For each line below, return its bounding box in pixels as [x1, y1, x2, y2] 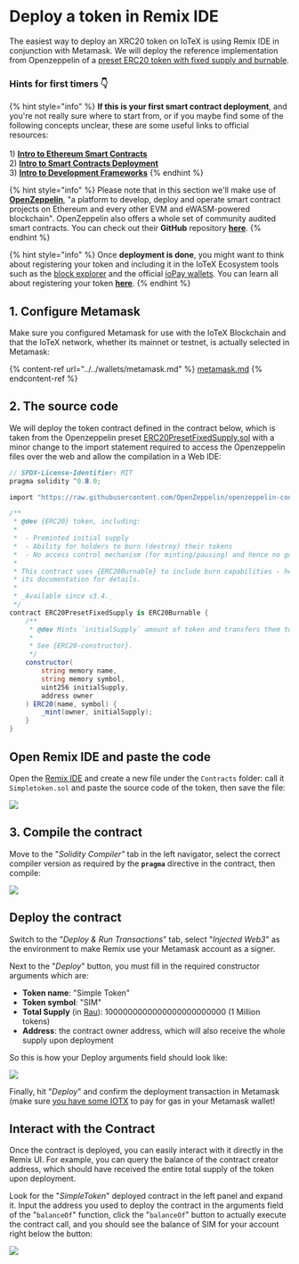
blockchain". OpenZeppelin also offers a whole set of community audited [9, 213, 277, 224]
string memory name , [41, 666, 117, 675]
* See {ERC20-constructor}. [28, 641, 133, 650]
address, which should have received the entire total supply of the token [9, 1164, 274, 1175]
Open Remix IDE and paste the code [9, 749, 211, 764]
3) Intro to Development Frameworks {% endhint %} [9, 168, 205, 178]
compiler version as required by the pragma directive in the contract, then [9, 858, 276, 869]
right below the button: [9, 1228, 93, 1239]
